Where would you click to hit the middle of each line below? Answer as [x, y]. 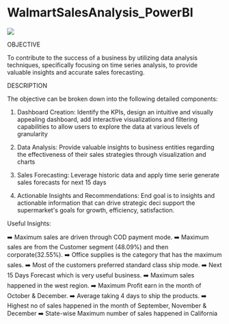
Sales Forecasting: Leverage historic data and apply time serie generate [118, 175]
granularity [32, 134]
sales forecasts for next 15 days [62, 182]
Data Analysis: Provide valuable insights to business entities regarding [116, 147]
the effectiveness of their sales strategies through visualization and [111, 154]
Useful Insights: [29, 223]
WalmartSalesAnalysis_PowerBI [100, 13]
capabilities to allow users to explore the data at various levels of [108, 126]
